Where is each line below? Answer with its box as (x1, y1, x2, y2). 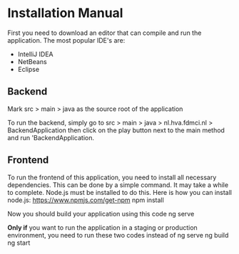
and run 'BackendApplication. (7, 133, 95, 142)
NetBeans (17, 57, 48, 65)
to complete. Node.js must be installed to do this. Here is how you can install (7, 188, 232, 196)
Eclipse (17, 65, 40, 73)
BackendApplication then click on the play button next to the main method (7, 126, 225, 134)
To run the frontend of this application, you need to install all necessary (7, 173, 217, 181)
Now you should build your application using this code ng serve (7, 209, 195, 218)
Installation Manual (7, 5, 123, 21)
